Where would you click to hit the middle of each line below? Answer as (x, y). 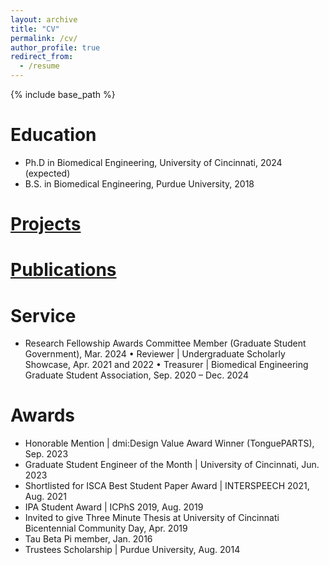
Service (43, 315)
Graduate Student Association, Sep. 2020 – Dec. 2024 (136, 375)
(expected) (47, 173)
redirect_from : (42, 57)
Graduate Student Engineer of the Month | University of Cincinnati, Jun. (172, 465)
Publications (63, 270)
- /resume (39, 66)
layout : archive (44, 19)
